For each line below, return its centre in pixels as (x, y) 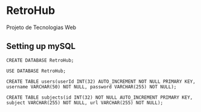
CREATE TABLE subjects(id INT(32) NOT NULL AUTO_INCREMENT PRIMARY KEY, (100, 97)
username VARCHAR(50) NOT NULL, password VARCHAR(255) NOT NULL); (91, 87)
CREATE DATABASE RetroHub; (40, 60)
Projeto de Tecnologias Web (41, 27)
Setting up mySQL (41, 46)
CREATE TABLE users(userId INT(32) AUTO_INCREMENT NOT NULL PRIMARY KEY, (101, 81)
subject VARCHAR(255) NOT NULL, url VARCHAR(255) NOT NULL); (85, 103)
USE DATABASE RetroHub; (36, 71)
